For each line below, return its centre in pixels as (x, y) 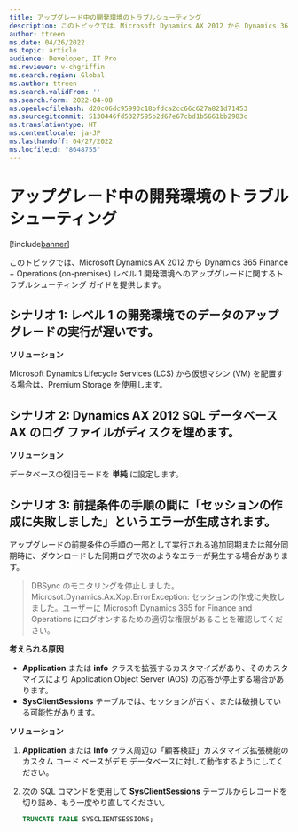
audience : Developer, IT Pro (63, 59)
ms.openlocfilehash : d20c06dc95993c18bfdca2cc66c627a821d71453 (129, 108)
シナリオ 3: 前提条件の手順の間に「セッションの (140, 504)
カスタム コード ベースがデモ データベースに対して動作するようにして (149, 761)
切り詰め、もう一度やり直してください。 (96, 802)
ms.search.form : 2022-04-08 (61, 100)
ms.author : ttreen (43, 84)
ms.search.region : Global (57, 76)
